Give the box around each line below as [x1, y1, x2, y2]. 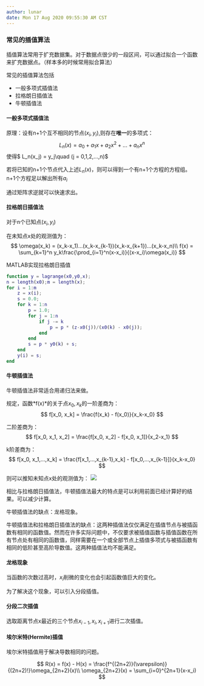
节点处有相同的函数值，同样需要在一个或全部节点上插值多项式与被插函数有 [11, 536, 198, 544]
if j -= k [38, 318, 64, 324]
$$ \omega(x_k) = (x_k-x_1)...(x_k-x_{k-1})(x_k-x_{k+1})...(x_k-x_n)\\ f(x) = [10, 242, 194, 250]
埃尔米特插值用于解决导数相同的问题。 [6, 648, 102, 656]
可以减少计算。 [16, 495, 55, 502]
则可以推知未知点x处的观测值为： [6, 474, 89, 481]
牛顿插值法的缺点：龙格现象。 [6, 508, 81, 515]
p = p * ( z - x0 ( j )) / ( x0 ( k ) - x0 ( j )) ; [49, 324, 143, 331]
